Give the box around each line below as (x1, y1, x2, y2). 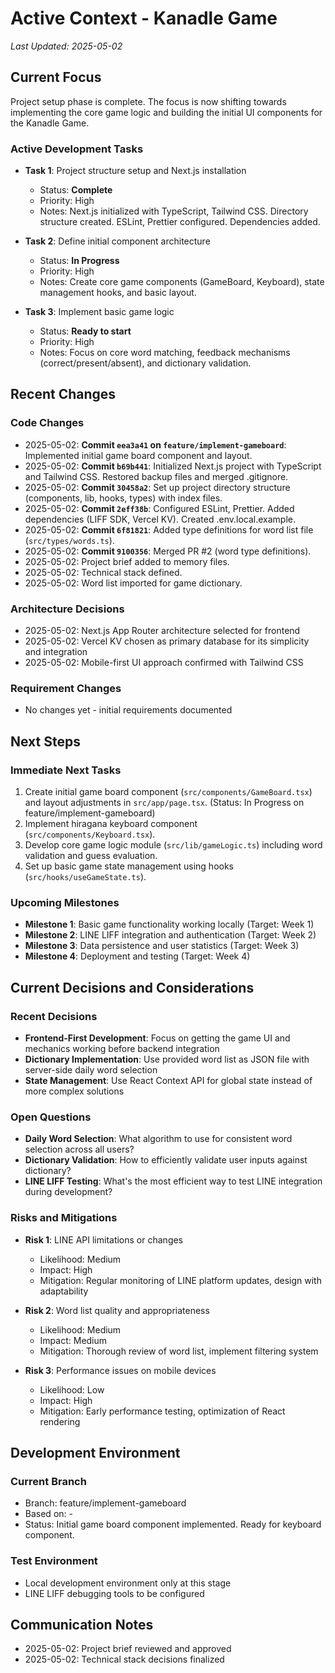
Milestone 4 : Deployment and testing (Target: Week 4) (24, 950, 251, 962)
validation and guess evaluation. (24, 850, 158, 862)
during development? (24, 1186, 113, 1198)
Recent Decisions (10, 1009, 98, 1023)
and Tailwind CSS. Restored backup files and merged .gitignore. (24, 470, 289, 482)
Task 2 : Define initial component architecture (24, 235, 211, 247)
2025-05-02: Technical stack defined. (24, 566, 183, 578)
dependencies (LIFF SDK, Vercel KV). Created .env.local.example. (24, 513, 296, 525)
